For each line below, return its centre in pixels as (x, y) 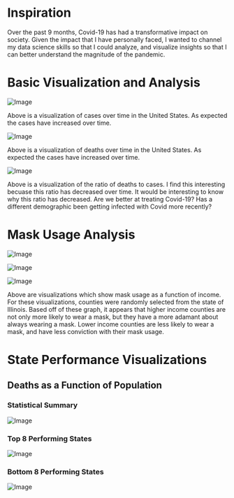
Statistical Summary (43, 405)
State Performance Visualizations (107, 360)
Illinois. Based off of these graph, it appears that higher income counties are (116, 309)
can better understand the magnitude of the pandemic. (86, 54)
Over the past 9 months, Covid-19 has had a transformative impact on (108, 32)
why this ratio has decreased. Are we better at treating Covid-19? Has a (110, 199)
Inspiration (39, 13)
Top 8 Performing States (50, 439)
